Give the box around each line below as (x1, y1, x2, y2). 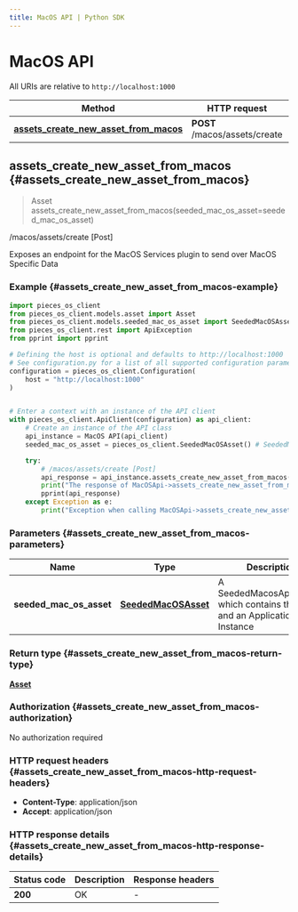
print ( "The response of (41, 481, 129, 490)
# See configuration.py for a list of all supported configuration (9, 358, 264, 367)
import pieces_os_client (9, 301, 101, 310)
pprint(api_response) (41, 489, 122, 498)
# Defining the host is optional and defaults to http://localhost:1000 (9, 351, 284, 359)
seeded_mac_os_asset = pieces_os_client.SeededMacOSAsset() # (25, 440, 260, 449)
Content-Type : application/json (21, 797, 137, 808)
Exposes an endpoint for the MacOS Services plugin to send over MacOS (9, 249, 277, 260)
